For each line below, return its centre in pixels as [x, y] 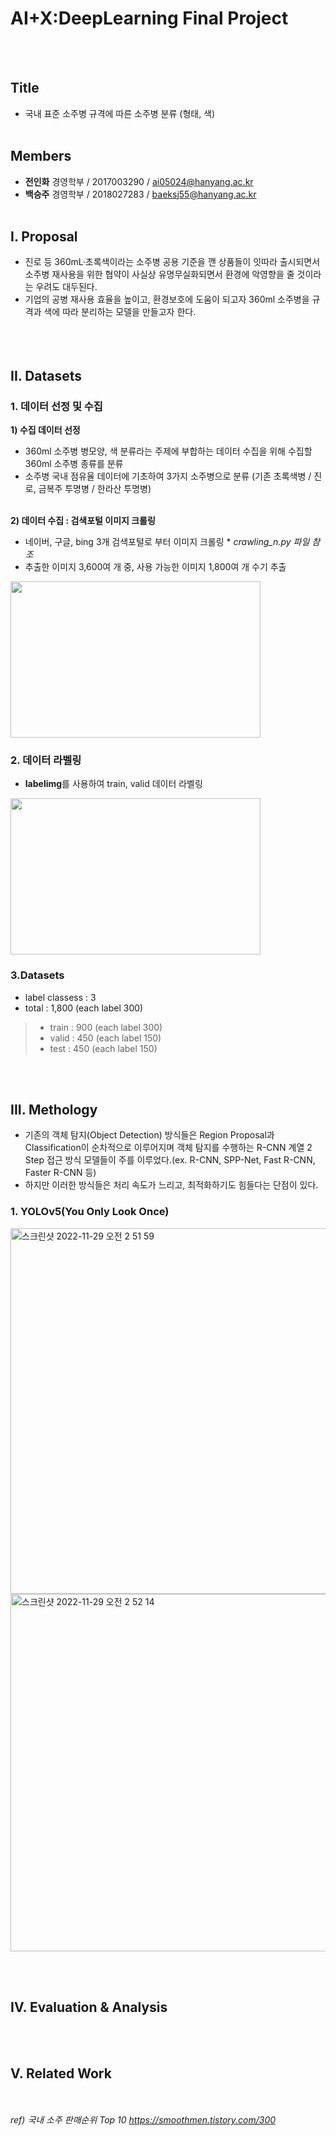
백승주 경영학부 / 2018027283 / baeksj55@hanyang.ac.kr [140, 194]
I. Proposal [44, 236]
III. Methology [54, 1110]
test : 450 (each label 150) [103, 1048]
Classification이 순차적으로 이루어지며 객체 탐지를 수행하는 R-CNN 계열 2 [168, 1148]
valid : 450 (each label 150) [105, 1038]
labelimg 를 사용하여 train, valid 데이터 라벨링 [113, 784]
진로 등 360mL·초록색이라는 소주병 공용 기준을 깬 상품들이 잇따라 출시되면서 [172, 262]
